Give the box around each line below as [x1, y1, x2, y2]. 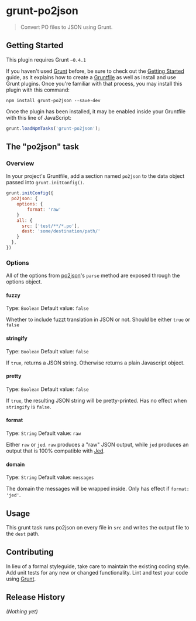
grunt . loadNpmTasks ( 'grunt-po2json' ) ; [6, 125, 101, 131]
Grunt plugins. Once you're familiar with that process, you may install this [6, 80, 183, 87]
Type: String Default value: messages [6, 474, 94, 481]
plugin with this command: [6, 86, 70, 93]
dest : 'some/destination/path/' [21, 228, 101, 234]
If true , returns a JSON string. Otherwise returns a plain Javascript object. [6, 359, 185, 366]
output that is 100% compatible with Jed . [6, 447, 105, 454]
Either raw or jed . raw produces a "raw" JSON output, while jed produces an [6, 441, 189, 448]
